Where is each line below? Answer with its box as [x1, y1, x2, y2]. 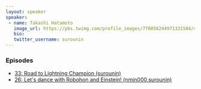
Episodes [5, 56, 34, 65]
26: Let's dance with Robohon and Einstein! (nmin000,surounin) [14, 76, 172, 84]
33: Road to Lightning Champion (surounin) [14, 70, 121, 77]
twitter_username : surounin [13, 36, 84, 42]
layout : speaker [5, 8, 46, 15]
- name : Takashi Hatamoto [8, 20, 73, 26]
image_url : [13, 25, 41, 32]
